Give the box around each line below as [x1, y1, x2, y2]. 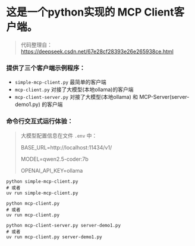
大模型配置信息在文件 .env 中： [20, 132, 97, 139]
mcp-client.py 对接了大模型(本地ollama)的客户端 [14, 86, 134, 93]
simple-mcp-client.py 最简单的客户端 [14, 79, 106, 86]
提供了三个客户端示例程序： [6, 64, 86, 72]
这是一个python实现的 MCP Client [6, 5, 174, 19]
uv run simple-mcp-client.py [6, 190, 78, 196]
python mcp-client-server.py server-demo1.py [6, 222, 121, 228]
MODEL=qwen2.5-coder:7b [20, 155, 89, 163]
